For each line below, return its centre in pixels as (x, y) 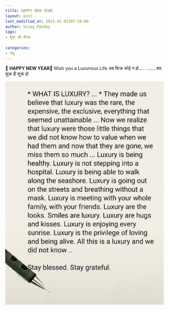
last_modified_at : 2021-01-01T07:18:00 (47, 21)
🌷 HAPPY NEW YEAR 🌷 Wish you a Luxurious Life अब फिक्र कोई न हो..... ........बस (83, 68)
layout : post (19, 16)
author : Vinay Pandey (28, 27)
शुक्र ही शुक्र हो (17, 74)
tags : (11, 32)
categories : (18, 48)
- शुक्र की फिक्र (18, 37)
